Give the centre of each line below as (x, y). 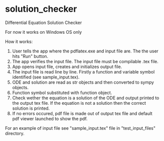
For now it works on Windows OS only (44, 32)
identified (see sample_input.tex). (46, 77)
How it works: (19, 41)
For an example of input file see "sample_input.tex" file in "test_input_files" (80, 128)
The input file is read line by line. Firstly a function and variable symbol (83, 71)
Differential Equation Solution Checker (44, 23)
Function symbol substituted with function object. (62, 93)
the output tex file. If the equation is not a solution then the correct (79, 103)
